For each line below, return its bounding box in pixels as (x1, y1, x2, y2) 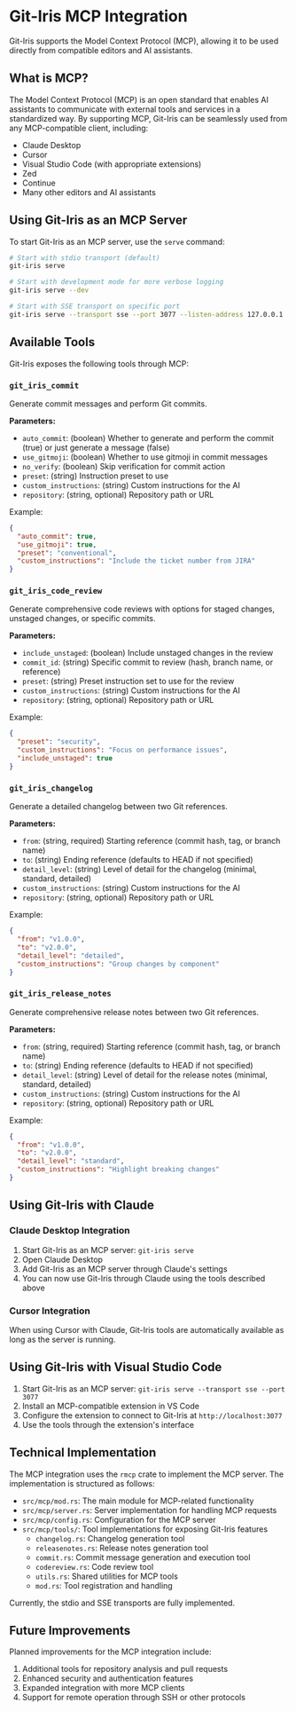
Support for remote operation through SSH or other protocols (21, 1692, 246, 1703)
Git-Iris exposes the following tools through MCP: (9, 358, 189, 369)
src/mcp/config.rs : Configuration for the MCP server (21, 1514, 216, 1525)
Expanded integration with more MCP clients (21, 1683, 185, 1693)
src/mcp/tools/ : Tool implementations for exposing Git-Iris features (21, 1524, 269, 1534)
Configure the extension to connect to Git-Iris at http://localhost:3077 (21, 1409, 283, 1421)
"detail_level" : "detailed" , (17, 951, 125, 960)
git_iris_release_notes (9, 989, 113, 999)
